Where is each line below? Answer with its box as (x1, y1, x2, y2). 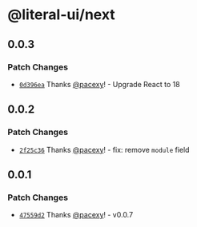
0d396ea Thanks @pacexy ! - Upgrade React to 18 (18, 79, 181, 89)
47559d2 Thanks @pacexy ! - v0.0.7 (18, 210, 134, 220)
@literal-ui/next (7, 6, 115, 24)
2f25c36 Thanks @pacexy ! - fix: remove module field (18, 145, 190, 154)
